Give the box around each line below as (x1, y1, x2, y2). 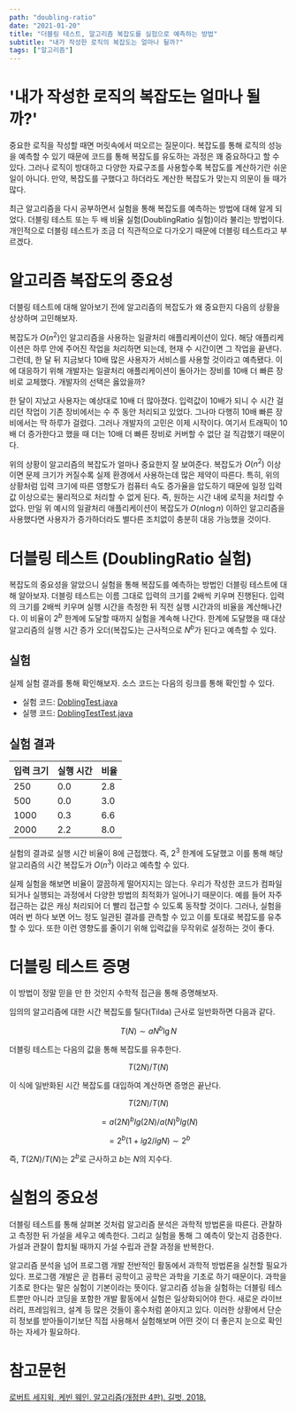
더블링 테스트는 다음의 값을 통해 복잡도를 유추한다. (9, 1044, 182, 1055)
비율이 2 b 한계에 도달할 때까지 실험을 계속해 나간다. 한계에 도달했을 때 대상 (29, 612, 285, 623)
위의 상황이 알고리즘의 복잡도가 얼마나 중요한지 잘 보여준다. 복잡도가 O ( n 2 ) (9, 457, 265, 470)
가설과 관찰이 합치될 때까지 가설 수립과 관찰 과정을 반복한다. (9, 1242, 215, 1251)
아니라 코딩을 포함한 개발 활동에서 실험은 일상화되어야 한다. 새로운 (32, 1293, 259, 1304)
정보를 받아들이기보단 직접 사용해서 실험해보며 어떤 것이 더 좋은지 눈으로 (18, 1315, 267, 1326)
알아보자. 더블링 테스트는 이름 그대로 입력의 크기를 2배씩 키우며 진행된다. (18, 590, 269, 601)
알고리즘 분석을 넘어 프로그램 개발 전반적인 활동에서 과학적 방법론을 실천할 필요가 (9, 1260, 288, 1270)
